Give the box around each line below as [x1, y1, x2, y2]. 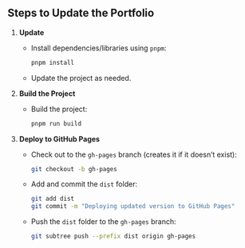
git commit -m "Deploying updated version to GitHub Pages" [30, 202, 235, 210]
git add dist [30, 195, 75, 203]
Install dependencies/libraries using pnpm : [30, 43, 167, 53]
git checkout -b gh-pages [30, 165, 117, 173]
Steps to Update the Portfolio [7, 6, 155, 20]
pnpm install [30, 58, 75, 66]
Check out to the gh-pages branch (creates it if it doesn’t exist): [30, 150, 237, 159]
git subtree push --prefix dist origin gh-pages [30, 232, 196, 241]
